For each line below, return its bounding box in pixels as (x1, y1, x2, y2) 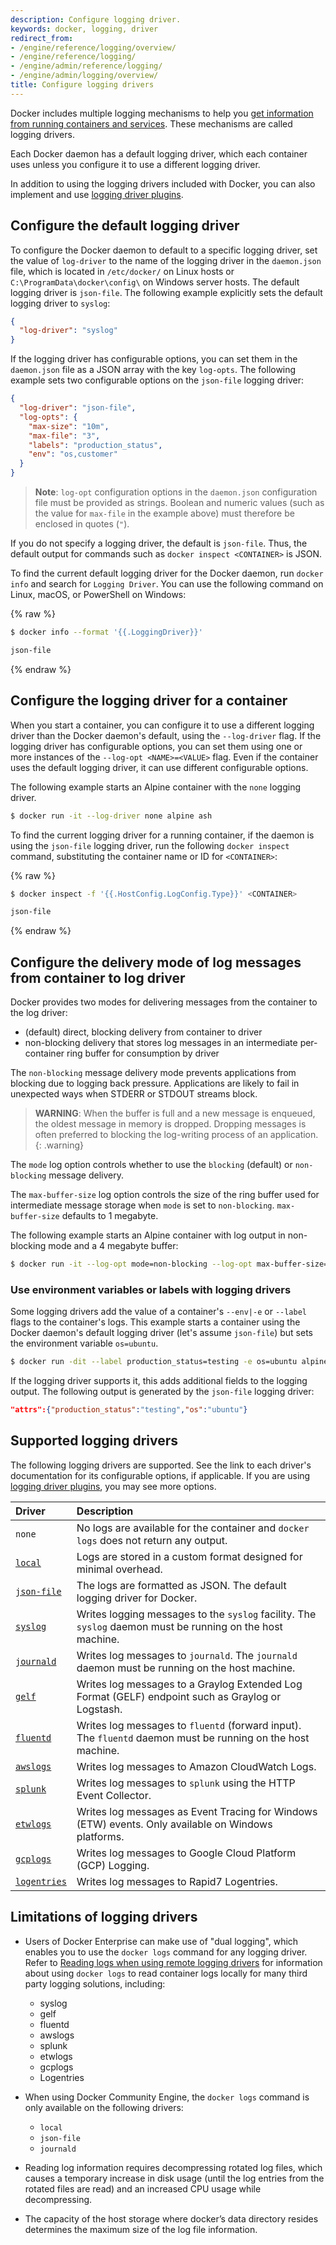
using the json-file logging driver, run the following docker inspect (10, 839, 290, 851)
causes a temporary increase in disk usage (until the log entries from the (24, 2172, 325, 2184)
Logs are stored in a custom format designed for (76, 1549, 303, 1563)
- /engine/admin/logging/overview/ (10, 71, 159, 81)
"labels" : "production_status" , (28, 440, 163, 450)
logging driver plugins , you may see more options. (10, 1480, 217, 1492)
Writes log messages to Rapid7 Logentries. (76, 1874, 278, 1888)
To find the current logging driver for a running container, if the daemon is (10, 829, 315, 841)
